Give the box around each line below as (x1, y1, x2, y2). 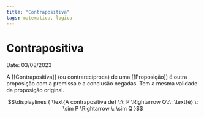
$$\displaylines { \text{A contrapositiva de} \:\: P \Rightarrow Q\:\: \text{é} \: (7, 98, 198, 106)
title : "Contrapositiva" (6, 9, 70, 15)
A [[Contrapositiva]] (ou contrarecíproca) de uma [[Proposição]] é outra (6, 73, 187, 81)
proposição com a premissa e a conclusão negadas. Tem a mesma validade (6, 80, 198, 87)
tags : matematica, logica (6, 15, 72, 21)
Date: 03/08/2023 (6, 61, 52, 69)
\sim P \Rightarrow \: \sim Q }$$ (62, 105, 143, 112)
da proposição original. (6, 87, 65, 94)
